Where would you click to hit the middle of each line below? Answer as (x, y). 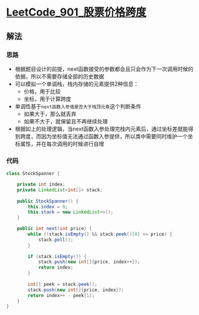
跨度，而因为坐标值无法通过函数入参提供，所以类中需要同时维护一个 (104, 136)
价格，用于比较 (42, 91)
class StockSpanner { (33, 174)
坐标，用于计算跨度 (48, 99)
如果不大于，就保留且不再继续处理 (66, 121)
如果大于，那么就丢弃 (50, 114)
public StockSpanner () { (48, 201)
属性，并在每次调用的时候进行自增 (62, 144)
